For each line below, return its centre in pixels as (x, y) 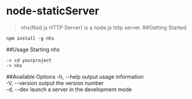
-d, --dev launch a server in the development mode (69, 89)
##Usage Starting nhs (33, 49)
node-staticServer (53, 11)
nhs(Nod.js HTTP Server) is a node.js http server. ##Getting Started (103, 27)
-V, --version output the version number (55, 83)
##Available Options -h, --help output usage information (75, 76)
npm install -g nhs (30, 38)
